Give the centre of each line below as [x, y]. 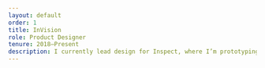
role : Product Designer [47, 37]
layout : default [35, 15]
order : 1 [22, 23]
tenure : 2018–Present [44, 45]
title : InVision [35, 30]
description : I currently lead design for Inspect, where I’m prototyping [134, 52]
